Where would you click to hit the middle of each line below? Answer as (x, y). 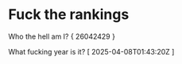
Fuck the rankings (69, 15)
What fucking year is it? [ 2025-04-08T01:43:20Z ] (91, 51)
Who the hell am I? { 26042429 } (62, 36)
